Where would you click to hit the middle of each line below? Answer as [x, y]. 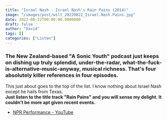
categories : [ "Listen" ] [31, 39]
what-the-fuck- [142, 63]
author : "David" [22, 29]
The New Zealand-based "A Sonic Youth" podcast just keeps [82, 56]
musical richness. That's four [119, 69]
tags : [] [15, 34]
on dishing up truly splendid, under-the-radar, [63, 63]
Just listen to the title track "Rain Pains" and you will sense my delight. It [83, 97]
